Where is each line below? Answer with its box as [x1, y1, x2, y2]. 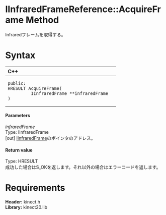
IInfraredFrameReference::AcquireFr [5, 4, 161, 15]
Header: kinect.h [5, 199, 40, 205]
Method [26, 14, 59, 26]
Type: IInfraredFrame [5, 129, 49, 135]
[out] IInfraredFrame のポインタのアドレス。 [5, 135, 96, 141]
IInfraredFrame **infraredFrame [31, 90, 109, 96]
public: [8, 80, 26, 86]
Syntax [5, 49, 36, 61]
